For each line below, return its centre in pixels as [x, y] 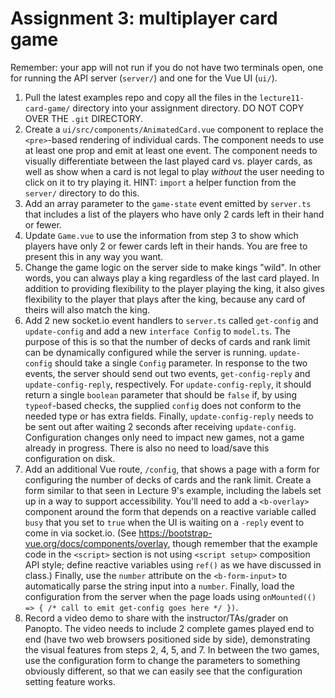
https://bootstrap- [175, 533]
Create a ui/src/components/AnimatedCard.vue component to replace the [174, 129]
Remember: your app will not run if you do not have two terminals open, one [167, 67]
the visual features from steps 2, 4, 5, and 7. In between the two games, [172, 649]
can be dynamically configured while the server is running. [146, 352]
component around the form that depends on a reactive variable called [170, 511]
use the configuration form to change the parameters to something [162, 660]
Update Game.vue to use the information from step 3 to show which [161, 235]
